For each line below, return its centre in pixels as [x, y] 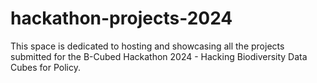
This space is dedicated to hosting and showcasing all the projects [147, 46]
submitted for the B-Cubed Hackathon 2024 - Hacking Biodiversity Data [159, 56]
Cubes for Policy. [45, 67]
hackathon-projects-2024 [121, 18]
